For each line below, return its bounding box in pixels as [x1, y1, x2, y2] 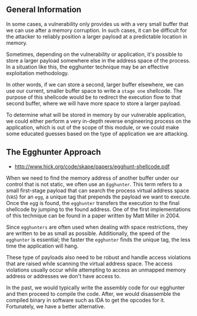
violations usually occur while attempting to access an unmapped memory [6, 266, 186, 273]
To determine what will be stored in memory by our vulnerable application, [6, 111, 186, 118]
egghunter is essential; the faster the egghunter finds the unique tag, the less [6, 236, 191, 243]
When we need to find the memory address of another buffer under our [6, 174, 179, 181]
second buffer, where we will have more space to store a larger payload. [6, 100, 181, 107]
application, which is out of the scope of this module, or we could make [6, 123, 179, 131]
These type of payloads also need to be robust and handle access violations [6, 253, 191, 260]
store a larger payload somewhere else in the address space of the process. [6, 57, 191, 64]
